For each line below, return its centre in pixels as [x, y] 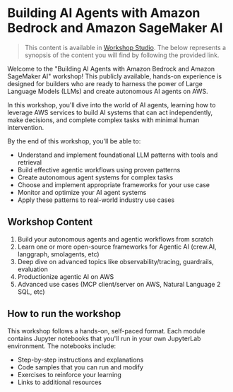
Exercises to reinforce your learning [69, 374]
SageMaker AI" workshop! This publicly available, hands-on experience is [115, 76]
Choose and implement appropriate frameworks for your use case [114, 184]
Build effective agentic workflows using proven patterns [99, 170]
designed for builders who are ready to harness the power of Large [105, 83]
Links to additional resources [60, 382]
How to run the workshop [64, 314]
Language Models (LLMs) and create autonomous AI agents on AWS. [108, 91]
